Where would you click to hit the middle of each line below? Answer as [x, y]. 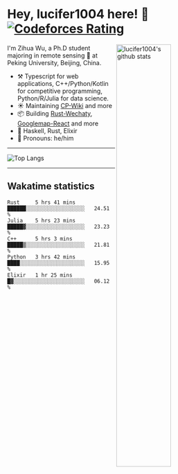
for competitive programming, [60, 91]
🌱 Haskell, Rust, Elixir [47, 130]
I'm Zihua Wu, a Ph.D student [49, 48]
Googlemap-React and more [58, 123]
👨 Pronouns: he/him [45, 138]
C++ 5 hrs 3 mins [40, 238]
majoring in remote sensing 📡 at [53, 55]
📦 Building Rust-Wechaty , [55, 113]
